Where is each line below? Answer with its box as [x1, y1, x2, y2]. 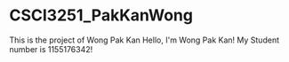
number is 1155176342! [9, 43, 93, 54]
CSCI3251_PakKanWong [9, 5, 194, 26]
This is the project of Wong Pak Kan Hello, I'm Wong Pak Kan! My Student [9, 35, 280, 45]
